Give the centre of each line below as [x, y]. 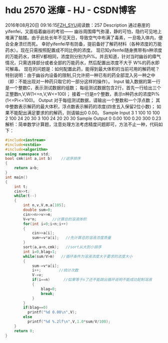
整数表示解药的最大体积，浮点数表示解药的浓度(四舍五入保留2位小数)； [82, 106]
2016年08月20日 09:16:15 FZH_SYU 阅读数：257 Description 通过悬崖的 [78, 25]
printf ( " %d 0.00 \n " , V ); [52, 312]
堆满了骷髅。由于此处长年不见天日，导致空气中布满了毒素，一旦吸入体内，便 [84, 38]
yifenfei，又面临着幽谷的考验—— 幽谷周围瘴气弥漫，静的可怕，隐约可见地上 [83, 31]
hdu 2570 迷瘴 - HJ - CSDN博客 [71, 10]
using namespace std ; [28, 154]
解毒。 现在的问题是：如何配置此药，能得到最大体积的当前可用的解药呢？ [84, 69]
